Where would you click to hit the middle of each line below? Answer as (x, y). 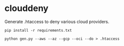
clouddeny (27, 8)
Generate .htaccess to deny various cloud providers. (57, 22)
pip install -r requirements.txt (38, 30)
